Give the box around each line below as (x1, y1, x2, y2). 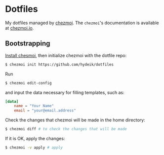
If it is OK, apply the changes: (5, 136, 65, 141)
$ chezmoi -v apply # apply (5, 145, 63, 150)
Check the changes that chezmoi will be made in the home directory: (5, 117, 145, 123)
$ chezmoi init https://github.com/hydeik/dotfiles (5, 62, 114, 67)
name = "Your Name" (14, 104, 54, 109)
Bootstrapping (5, 39, 50, 48)
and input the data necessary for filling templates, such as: (5, 89, 124, 95)
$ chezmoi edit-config (5, 80, 52, 85)
